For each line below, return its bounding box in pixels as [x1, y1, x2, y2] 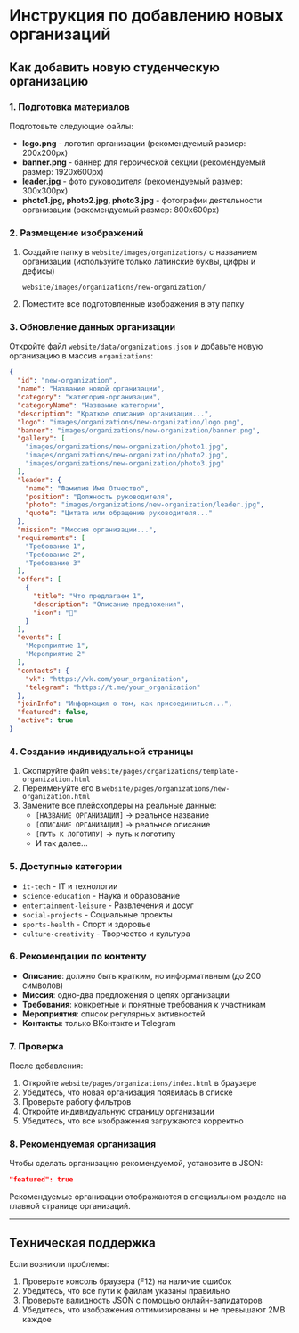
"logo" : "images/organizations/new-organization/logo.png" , [17, 417, 245, 426]
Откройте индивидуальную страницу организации [21, 1107, 215, 1117]
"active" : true [17, 716, 74, 725]
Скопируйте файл [21, 766, 89, 777]
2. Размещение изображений [9, 226, 144, 239]
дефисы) [21, 266, 55, 276]
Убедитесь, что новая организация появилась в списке [21, 1087, 233, 1098]
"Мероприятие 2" [25, 650, 86, 659]
